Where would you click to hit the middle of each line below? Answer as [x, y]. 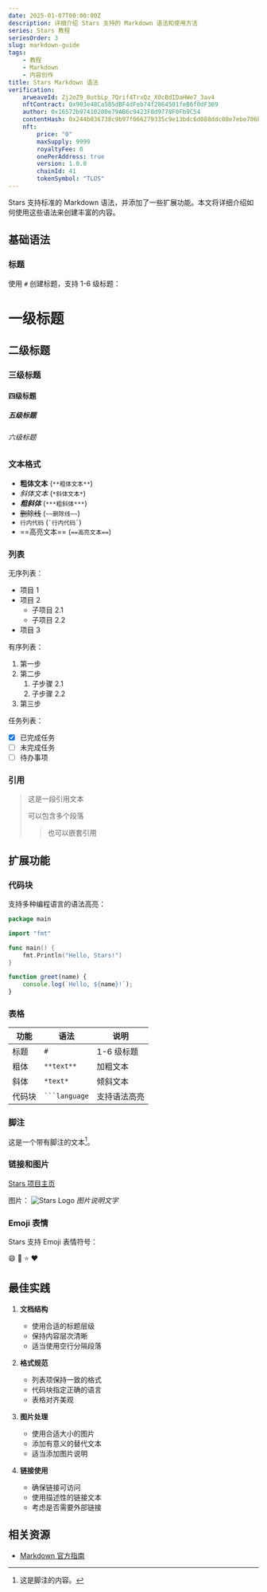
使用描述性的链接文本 [66, 1497]
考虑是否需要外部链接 [66, 1507]
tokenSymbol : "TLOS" [71, 179]
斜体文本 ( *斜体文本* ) [52, 493]
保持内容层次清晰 [60, 1335]
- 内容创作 [38, 75]
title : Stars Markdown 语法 [54, 82]
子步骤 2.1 [47, 683]
